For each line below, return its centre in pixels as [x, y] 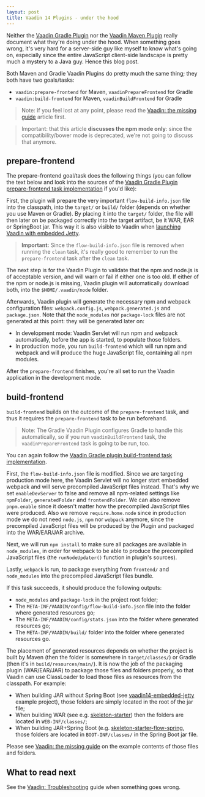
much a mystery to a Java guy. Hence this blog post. [73, 61]
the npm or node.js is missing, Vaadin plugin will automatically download [98, 283]
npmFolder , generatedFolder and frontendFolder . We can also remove [93, 500]
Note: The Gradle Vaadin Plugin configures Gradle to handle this [102, 430]
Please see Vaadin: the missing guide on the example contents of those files [102, 747]
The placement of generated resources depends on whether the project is [100, 651]
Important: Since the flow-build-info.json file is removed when [103, 245]
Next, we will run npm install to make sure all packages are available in [96, 544]
